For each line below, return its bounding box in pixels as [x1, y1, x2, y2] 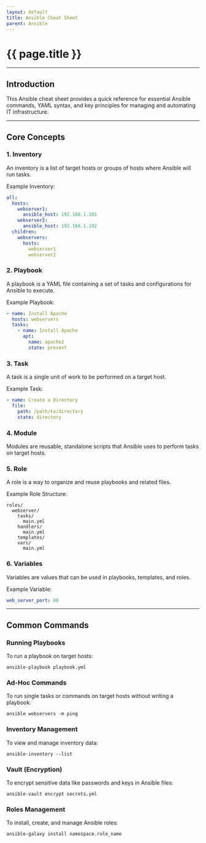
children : [12, 229, 37, 235]
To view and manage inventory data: [6, 739, 99, 747]
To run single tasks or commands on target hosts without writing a [6, 692, 174, 700]
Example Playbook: [6, 299, 55, 306]
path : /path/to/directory [17, 408, 84, 415]
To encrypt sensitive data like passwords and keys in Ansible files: [6, 779, 174, 786]
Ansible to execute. [6, 286, 55, 294]
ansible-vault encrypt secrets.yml [6, 791, 97, 797]
